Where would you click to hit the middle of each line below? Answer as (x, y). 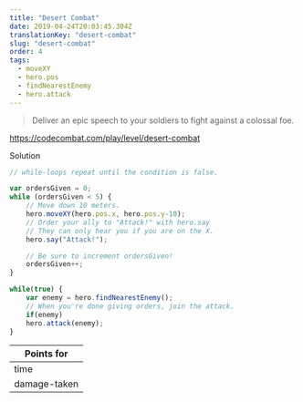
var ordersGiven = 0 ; (51, 189)
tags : (20, 60)
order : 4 (26, 52)
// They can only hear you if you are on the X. (120, 231)
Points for (46, 354)
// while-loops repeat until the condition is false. (114, 172)
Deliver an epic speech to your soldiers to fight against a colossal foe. (163, 120)
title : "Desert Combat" (55, 18)
